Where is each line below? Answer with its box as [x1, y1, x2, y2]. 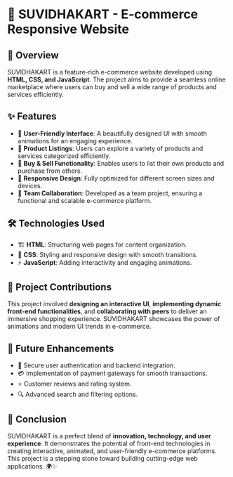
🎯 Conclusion [7, 413, 67, 425]
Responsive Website [7, 21, 130, 37]
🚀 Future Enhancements [7, 342, 114, 354]
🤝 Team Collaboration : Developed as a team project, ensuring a [17, 189, 203, 197]
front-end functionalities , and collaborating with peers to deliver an [7, 307, 207, 315]
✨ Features [7, 110, 57, 122]
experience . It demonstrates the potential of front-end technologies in [7, 439, 211, 448]
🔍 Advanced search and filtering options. [17, 390, 138, 399]
